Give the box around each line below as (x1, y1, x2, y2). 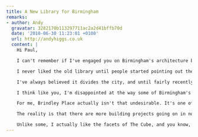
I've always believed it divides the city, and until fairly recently (16, 79, 194, 85)
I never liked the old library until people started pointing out (16, 68, 183, 74)
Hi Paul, (16, 47, 38, 53)
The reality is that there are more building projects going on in (16, 111, 186, 117)
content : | (11, 42, 38, 48)
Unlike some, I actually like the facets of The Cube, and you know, (16, 122, 192, 128)
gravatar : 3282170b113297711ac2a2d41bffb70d (11, 25, 123, 31)
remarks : (6, 14, 28, 20)
